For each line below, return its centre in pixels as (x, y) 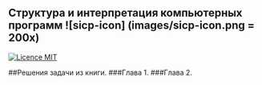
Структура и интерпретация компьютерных (125, 13)
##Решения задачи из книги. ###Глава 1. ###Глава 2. (100, 72)
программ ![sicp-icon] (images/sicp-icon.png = (131, 26)
